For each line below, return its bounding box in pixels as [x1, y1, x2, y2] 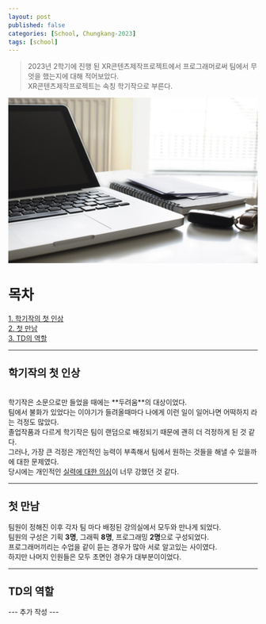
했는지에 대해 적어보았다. [42, 71, 120, 81]
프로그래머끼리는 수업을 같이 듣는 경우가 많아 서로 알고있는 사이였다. [8, 542, 218, 551]
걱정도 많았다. [16, 417, 59, 427]
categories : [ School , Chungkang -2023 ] [8, 29, 136, 37]
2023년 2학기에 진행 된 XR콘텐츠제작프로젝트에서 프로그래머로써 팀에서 [27, 62, 249, 71]
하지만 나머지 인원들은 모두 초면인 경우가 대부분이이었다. [8, 552, 182, 561]
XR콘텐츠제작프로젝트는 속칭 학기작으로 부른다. [27, 82, 173, 91]
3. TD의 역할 [8, 333, 47, 343]
